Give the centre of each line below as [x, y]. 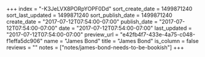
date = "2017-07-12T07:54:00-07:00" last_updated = [125, 28]
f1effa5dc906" [25, 41]
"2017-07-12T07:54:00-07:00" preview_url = [63, 35]
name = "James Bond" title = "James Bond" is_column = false [121, 41]
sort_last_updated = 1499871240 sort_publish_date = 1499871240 [90, 15]
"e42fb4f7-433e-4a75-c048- [157, 35]
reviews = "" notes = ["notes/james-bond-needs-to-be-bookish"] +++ [95, 47]
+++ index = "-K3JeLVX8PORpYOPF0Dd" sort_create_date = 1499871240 [99, 9]
